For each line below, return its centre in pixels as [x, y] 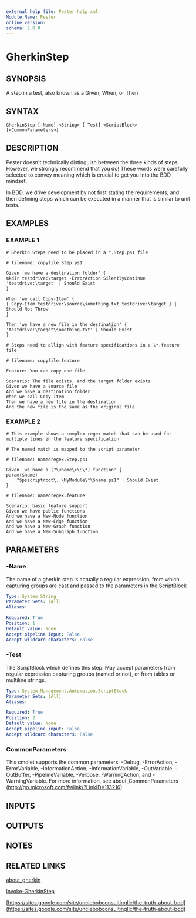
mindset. [17, 181]
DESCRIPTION [32, 148]
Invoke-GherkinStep [30, 892]
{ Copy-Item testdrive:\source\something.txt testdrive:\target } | [92, 304]
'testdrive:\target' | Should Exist [51, 283]
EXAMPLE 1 [23, 240]
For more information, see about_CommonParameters [114, 781]
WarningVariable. [27, 781]
